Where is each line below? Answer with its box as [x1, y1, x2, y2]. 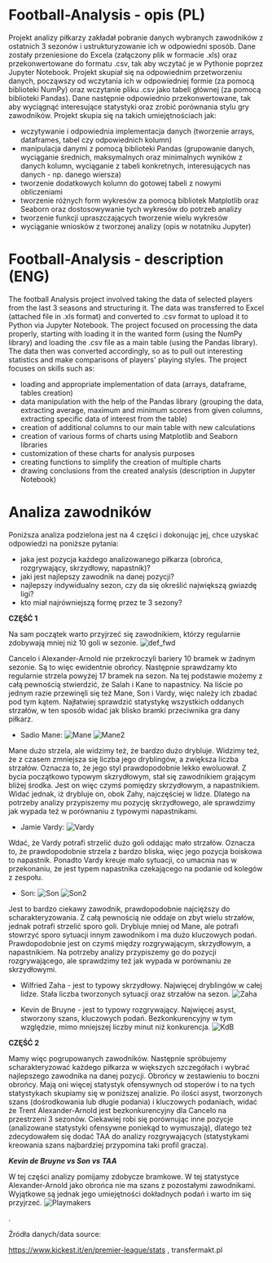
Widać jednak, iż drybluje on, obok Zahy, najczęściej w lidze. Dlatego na [8, 788, 251, 799]
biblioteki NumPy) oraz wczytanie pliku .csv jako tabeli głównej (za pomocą [8, 84, 261, 94]
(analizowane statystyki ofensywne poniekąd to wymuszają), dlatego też [8, 1122, 252, 1133]
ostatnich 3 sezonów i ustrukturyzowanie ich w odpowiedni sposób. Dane [8, 41, 257, 50]
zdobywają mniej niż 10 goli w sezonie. [8, 638, 138, 647]
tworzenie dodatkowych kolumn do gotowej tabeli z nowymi [20, 178, 222, 188]
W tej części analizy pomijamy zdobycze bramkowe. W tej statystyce [8, 1171, 239, 1182]
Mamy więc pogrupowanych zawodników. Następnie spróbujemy [8, 1053, 227, 1063]
